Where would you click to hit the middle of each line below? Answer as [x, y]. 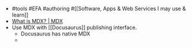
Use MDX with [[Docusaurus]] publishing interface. [74, 27]
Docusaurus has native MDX [55, 34]
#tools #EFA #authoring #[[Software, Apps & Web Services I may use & [99, 9]
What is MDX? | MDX [37, 21]
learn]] [20, 15]
